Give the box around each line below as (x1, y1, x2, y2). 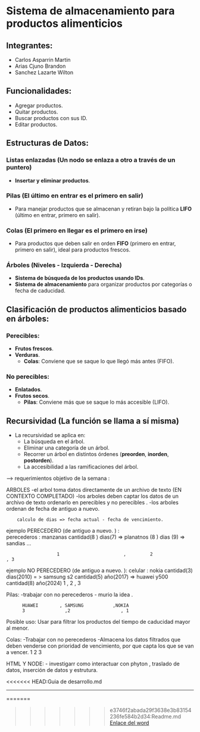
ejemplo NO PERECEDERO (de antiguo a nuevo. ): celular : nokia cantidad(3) (6, 567, 193, 574)
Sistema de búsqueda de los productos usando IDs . (14, 275, 145, 282)
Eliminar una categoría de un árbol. (23, 444, 110, 451)
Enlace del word (110, 720, 149, 727)
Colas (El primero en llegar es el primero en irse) (6, 226, 148, 234)
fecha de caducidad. (14, 287, 65, 294)
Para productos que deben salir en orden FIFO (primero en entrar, (14, 240, 176, 247)
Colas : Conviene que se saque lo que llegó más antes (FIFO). (23, 358, 174, 365)
